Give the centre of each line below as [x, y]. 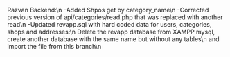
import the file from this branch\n [54, 46]
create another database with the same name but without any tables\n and [113, 39]
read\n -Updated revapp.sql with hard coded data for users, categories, [109, 24]
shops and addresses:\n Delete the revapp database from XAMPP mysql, [111, 32]
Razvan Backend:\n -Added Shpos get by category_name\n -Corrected [108, 10]
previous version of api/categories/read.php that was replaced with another [115, 17]
